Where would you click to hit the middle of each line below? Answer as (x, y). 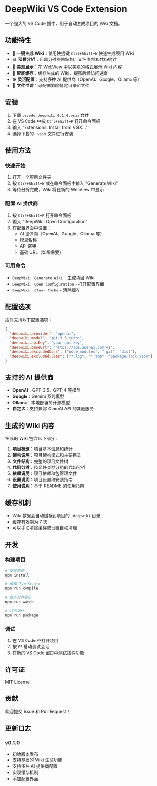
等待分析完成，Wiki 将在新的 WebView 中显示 (58, 190)
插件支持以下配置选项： (29, 320)
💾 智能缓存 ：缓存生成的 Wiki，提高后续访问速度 (60, 73)
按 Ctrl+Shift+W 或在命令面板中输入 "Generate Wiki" (65, 183)
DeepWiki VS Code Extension (66, 9)
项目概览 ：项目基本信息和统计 (42, 449)
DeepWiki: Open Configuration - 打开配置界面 (58, 284)
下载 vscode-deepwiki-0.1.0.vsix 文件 (51, 115)
